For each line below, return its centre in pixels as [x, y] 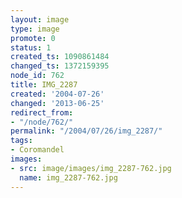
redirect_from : [42, 112]
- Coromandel [37, 150]
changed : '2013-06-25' [57, 103]
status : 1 [31, 47]
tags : [21, 141]
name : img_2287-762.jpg [68, 177]
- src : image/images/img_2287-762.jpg [91, 168]
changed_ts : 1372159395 [60, 66]
